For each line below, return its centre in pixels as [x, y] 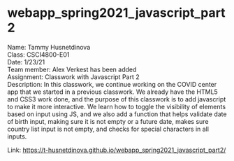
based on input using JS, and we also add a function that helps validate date [117, 114]
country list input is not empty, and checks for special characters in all [108, 129]
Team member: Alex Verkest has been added [72, 69]
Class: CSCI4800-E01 [38, 55]
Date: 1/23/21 [26, 62]
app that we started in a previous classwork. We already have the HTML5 [112, 92]
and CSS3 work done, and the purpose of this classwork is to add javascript [117, 99]
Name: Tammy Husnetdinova [49, 47]
